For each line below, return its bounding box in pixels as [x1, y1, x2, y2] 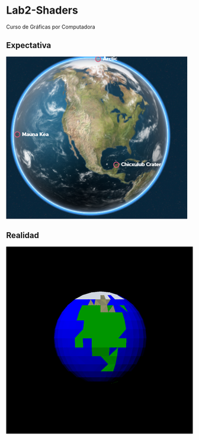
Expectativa [6, 40, 52, 50]
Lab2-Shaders [6, 4, 78, 17]
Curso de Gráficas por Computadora [6, 23, 96, 30]
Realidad [6, 230, 40, 240]
